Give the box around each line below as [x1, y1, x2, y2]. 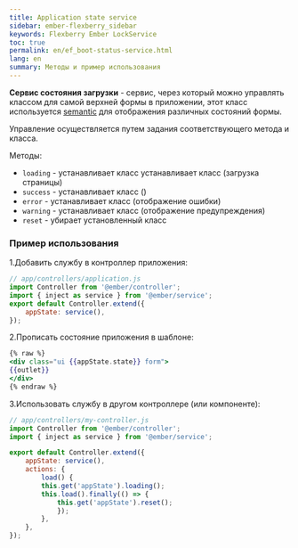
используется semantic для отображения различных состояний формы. [9, 106, 283, 117]
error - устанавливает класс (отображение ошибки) [21, 195, 221, 206]
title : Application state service [9, 12, 138, 22]
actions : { [25, 465, 66, 474]
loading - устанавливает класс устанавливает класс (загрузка [21, 167, 260, 178]
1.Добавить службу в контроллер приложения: [9, 258, 189, 268]
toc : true [9, 37, 46, 47]
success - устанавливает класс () [21, 186, 147, 197]
